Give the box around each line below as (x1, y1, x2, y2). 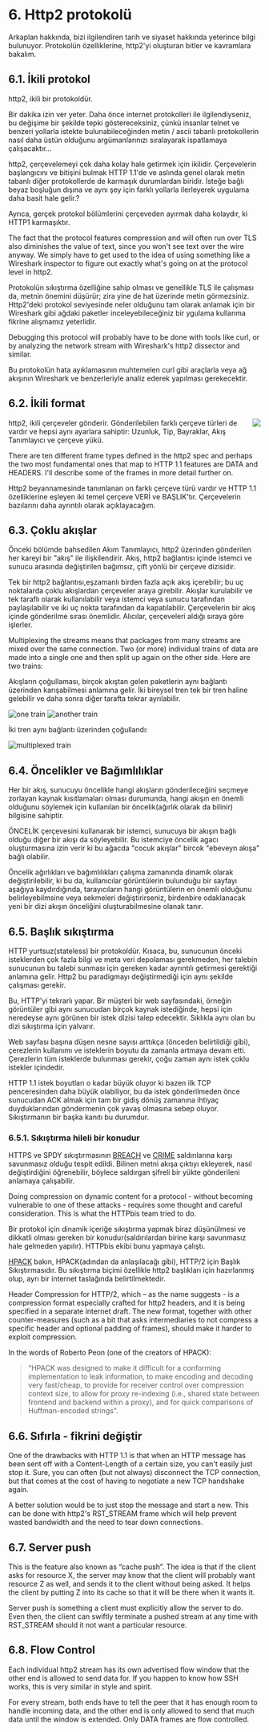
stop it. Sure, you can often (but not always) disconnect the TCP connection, (8, 1468, 261, 1477)
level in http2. (8, 267, 54, 276)
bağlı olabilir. (8, 852, 50, 862)
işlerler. (8, 620, 33, 630)
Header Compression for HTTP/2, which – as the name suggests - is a (8, 1290, 240, 1299)
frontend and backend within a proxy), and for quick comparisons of (27, 1397, 254, 1407)
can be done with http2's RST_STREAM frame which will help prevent (8, 1509, 238, 1518)
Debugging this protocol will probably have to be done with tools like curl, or (8, 332, 260, 342)
